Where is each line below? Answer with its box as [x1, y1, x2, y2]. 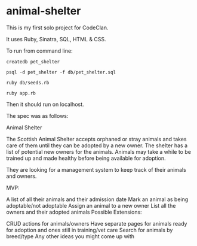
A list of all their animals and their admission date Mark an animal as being [6, 196, 189, 203]
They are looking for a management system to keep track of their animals [6, 166, 186, 173]
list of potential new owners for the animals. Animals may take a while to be [6, 148, 191, 155]
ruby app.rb [6, 90, 36, 96]
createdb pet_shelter [6, 59, 60, 65]
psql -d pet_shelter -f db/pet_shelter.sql [6, 69, 116, 75]
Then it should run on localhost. [6, 101, 85, 108]
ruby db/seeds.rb [6, 80, 50, 86]
